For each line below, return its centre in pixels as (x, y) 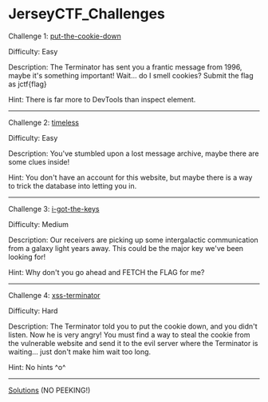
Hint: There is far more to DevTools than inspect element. (102, 99)
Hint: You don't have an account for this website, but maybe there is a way (130, 177)
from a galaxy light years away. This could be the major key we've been (126, 248)
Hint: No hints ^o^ (37, 367)
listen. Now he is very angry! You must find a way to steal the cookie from (129, 334)
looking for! (27, 257)
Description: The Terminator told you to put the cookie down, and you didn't (133, 326)
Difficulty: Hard (33, 310)
